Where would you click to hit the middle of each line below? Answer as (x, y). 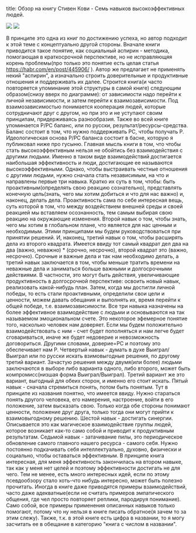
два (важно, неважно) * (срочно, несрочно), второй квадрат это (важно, (97, 250)
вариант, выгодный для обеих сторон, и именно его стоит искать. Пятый (97, 381)
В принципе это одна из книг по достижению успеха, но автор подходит (97, 38)
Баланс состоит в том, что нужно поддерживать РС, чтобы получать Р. (95, 132)
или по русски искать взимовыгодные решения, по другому (104, 356)
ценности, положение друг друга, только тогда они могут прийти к (90, 412)
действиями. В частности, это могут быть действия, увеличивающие (93, 275)
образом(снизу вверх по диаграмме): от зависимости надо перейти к (94, 94)
